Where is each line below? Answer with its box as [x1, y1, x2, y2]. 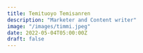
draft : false [7, 36, 45, 43]
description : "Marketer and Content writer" [7, 17, 137, 23]
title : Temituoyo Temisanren [7, 10, 91, 17]
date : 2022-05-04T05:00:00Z [7, 29, 88, 36]
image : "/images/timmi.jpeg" [7, 23, 91, 30]
